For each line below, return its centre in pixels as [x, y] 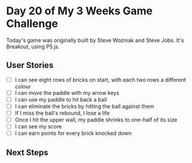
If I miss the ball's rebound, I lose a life [62, 113]
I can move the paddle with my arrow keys [67, 93]
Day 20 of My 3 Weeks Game [80, 11]
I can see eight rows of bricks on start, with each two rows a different [100, 79]
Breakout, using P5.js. [33, 47]
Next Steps [27, 153]
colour [23, 86]
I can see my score [38, 127]
